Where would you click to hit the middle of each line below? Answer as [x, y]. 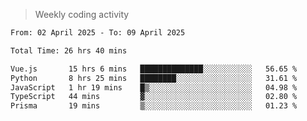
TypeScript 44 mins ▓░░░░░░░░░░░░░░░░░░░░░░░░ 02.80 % [154, 97]
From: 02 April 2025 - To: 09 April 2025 [98, 33]
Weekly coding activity [82, 14]
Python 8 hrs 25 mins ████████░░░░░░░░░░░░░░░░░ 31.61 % [154, 78]
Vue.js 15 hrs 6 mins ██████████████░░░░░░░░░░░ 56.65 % [154, 69]
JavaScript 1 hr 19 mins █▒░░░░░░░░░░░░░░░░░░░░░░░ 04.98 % [154, 87]
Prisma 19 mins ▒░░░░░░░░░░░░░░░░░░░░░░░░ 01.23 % [154, 106]
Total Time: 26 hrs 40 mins [69, 50]
